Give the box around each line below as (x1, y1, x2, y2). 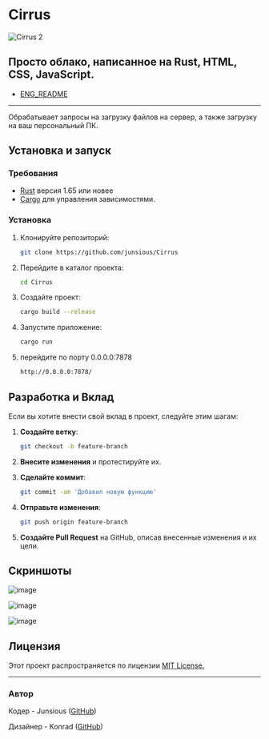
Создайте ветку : (19, 427, 78, 436)
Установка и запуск (8, 144, 112, 158)
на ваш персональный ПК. (8, 120, 98, 130)
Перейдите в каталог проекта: (19, 263, 124, 272)
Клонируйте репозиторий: (19, 232, 110, 242)
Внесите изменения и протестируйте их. (19, 456, 162, 466)
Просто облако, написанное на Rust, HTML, (8, 55, 238, 69)
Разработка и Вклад (8, 390, 114, 404)
